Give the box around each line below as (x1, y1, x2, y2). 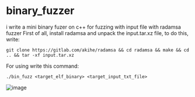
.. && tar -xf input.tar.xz (6, 52, 75, 58)
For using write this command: (6, 63, 79, 70)
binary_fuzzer (6, 4, 75, 18)
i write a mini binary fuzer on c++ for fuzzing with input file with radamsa (6, 23, 181, 30)
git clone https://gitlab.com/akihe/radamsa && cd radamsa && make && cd (6, 47, 190, 53)
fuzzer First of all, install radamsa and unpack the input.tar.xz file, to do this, (6, 29, 189, 36)
